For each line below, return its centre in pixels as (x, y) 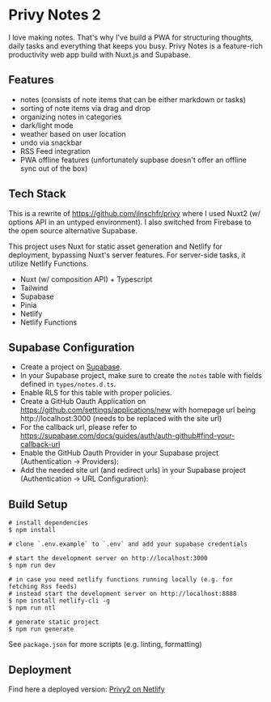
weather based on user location (73, 134)
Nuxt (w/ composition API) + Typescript (86, 279)
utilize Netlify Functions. (49, 263)
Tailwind (34, 287)
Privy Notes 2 (55, 15)
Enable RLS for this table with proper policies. (96, 393)
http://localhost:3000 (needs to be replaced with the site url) (121, 419)
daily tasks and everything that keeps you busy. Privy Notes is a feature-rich (135, 45)
